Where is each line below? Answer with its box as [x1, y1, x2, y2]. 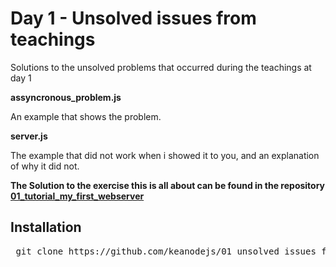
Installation [10, 219, 82, 236]
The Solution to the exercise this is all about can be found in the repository [10, 179, 326, 191]
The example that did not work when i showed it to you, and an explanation [10, 149, 320, 161]
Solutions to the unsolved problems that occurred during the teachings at [10, 61, 312, 73]
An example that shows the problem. [10, 110, 162, 122]
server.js [10, 130, 48, 142]
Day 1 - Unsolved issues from [10, 7, 257, 30]
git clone [15, 245, 64, 257]
